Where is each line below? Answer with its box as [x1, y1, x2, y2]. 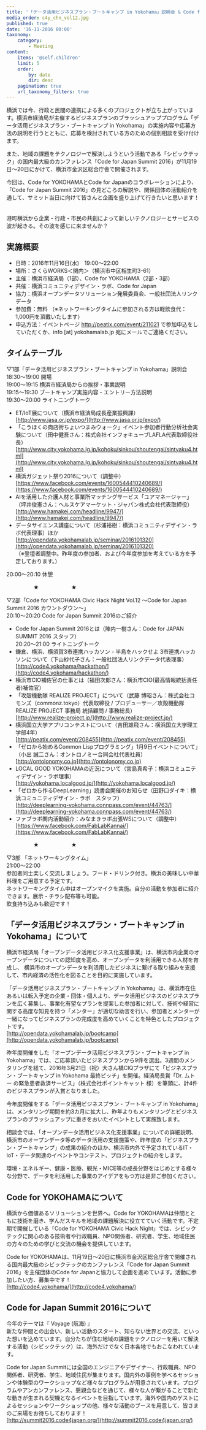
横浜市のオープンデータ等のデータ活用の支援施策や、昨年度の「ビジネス [6, 1136, 189, 1144]
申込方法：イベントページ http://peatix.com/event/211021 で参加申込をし [15, 320, 199, 328]
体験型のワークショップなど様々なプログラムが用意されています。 [17, 1378, 183, 1386]
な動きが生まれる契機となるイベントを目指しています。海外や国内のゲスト [6, 1394, 194, 1401]
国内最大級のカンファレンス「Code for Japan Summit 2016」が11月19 [22, 158, 197, 165]
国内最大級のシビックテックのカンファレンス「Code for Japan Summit [11, 1261, 190, 1268]
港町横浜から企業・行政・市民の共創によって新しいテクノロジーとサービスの [6, 214, 199, 221]
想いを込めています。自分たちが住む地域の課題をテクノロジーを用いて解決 [11, 1335, 199, 1342]
